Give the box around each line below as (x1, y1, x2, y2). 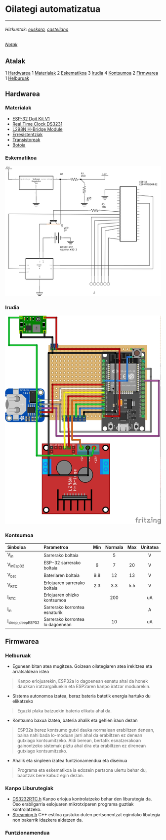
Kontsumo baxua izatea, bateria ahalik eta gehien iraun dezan (12, 717, 138, 723)
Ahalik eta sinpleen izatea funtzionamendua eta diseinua (12, 757, 127, 763)
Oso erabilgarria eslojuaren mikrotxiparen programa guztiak (12, 801, 134, 807)
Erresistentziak (12, 131, 43, 137)
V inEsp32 (7, 561, 25, 569)
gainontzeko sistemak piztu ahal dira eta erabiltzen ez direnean (17, 743, 146, 748)
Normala (105, 544, 124, 550)
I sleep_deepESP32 (7, 618, 40, 625)
